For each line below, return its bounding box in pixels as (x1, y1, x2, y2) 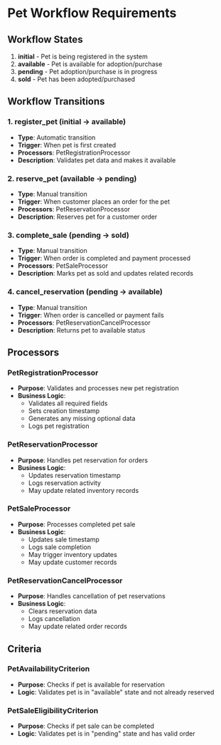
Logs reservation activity (28, 479, 102, 487)
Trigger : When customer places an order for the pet (17, 197, 171, 206)
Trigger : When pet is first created (17, 140, 117, 149)
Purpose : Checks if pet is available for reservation (17, 680, 166, 689)
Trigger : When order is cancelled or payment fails (17, 311, 165, 319)
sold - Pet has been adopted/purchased (17, 75, 136, 83)
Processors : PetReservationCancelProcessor (17, 318, 151, 327)
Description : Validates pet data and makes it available (17, 155, 176, 165)
